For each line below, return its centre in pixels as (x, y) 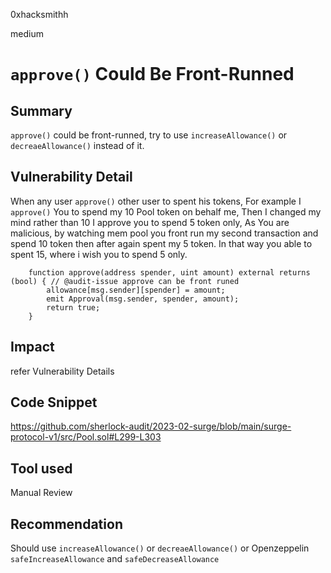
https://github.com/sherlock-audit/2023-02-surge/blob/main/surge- (151, 426)
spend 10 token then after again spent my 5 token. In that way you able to (161, 243)
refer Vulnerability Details (62, 371)
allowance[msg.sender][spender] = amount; (136, 290)
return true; (73, 307)
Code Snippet (54, 402)
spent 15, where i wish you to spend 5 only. (99, 254)
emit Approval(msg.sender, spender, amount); (143, 299)
